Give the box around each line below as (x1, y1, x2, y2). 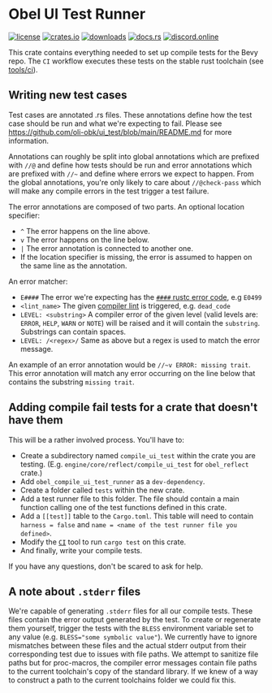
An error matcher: (8, 276, 68, 286)
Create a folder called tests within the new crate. (19, 485, 185, 495)
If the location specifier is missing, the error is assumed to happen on (19, 252, 253, 262)
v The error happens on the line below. (19, 235, 150, 245)
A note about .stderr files (8, 584, 140, 598)
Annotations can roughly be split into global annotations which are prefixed (8, 151, 260, 161)
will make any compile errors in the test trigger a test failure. (8, 186, 209, 196)
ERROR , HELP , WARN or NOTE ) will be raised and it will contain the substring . (19, 318, 261, 327)
